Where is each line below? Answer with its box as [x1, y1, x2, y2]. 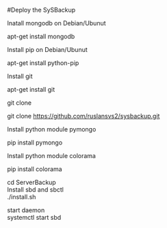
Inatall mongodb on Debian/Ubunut [7, 19, 106, 27]
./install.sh [7, 193, 36, 201]
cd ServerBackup [7, 178, 56, 186]
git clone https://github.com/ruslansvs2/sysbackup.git [7, 112, 160, 120]
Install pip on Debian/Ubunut [7, 46, 88, 53]
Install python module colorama [7, 152, 96, 160]
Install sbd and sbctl [7, 186, 64, 194]
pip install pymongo [7, 138, 63, 147]
